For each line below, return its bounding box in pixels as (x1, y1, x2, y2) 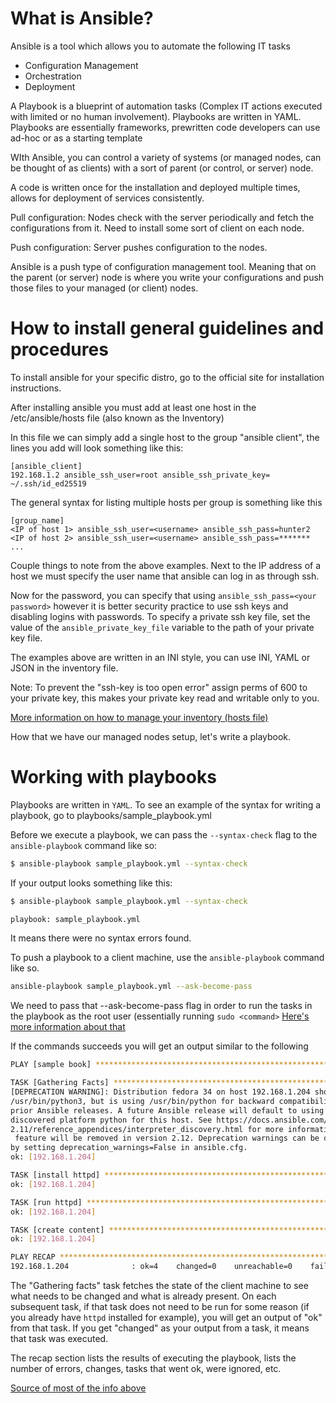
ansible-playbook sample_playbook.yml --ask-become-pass (10, 982, 253, 992)
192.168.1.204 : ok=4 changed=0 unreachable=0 (10, 1262, 293, 1272)
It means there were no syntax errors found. (10, 932, 192, 944)
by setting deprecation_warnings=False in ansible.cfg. (10, 1143, 248, 1153)
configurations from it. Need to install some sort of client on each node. (10, 222, 305, 234)
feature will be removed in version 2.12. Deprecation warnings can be (14, 1133, 320, 1144)
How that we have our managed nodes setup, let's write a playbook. (10, 730, 292, 742)
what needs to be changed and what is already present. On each (10, 1290, 277, 1302)
